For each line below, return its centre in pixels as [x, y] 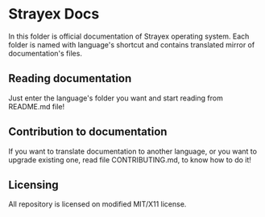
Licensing [33, 184]
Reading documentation [70, 78]
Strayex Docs [54, 14]
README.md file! [37, 106]
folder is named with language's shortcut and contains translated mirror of [132, 44]
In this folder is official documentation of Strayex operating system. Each [129, 36]
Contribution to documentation [88, 132]
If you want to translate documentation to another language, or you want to [133, 151]
